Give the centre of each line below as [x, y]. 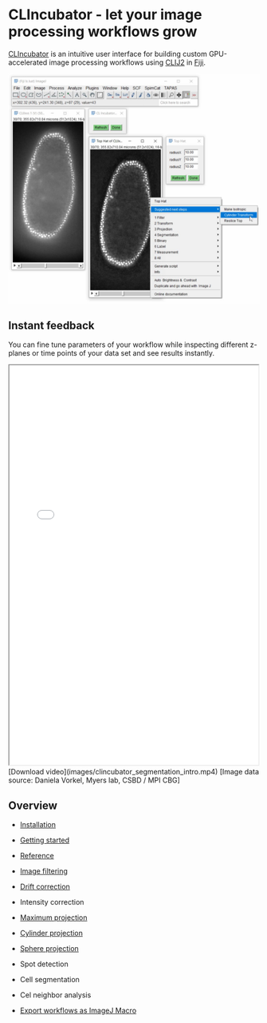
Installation [38, 825]
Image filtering [43, 871]
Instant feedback [51, 326]
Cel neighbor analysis [55, 995]
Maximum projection [53, 918]
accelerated [28, 62]
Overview [33, 805]
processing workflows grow [103, 32]
